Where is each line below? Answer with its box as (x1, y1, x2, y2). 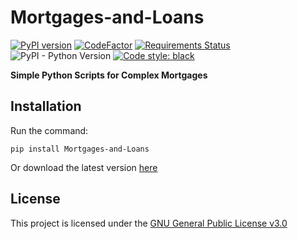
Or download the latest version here (10, 161, 158, 173)
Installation (10, 98, 82, 115)
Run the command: (10, 124, 89, 136)
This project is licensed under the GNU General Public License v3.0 (10, 217, 288, 229)
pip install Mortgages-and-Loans (10, 144, 150, 154)
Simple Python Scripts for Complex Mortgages (10, 69, 208, 81)
